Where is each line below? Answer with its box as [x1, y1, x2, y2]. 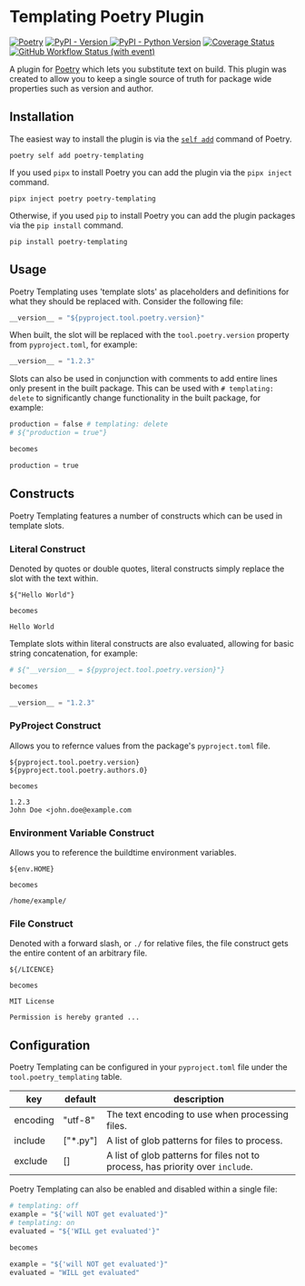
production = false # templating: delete [9, 420, 169, 429]
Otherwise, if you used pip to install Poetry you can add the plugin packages [9, 210, 296, 221]
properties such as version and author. [9, 83, 154, 94]
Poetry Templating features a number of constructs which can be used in [9, 510, 283, 521]
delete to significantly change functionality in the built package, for [9, 392, 261, 403]
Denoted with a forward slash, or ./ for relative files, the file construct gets [9, 938, 289, 949]
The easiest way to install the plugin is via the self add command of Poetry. [9, 134, 292, 144]
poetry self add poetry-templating [9, 151, 144, 160]
